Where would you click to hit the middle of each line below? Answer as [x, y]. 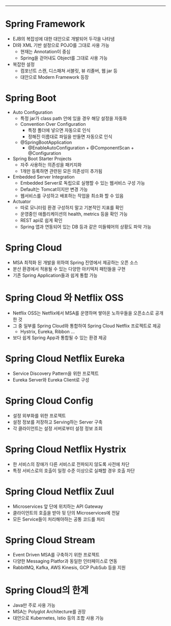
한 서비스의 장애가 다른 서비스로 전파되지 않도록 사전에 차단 [71, 464]
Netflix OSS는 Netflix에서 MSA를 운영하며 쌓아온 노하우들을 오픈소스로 [83, 313]
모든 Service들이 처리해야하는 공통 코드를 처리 [59, 519]
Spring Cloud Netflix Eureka [65, 358]
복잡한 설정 [24, 64]
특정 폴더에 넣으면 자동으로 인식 [59, 130]
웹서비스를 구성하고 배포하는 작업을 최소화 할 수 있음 [72, 195]
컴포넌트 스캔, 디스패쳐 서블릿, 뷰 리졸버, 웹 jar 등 [69, 71]
